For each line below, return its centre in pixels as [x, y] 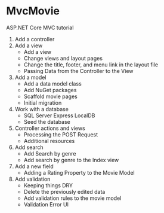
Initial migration [43, 102]
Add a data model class [52, 83]
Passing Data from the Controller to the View [78, 71]
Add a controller [35, 39]
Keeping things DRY [48, 185]
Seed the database [47, 121]
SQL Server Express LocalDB [59, 115]
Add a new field [34, 166]
